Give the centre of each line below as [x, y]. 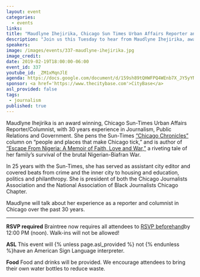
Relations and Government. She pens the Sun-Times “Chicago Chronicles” [97, 135]
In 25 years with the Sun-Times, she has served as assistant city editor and [98, 166]
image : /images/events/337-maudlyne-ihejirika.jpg [70, 51]
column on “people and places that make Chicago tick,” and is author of [94, 142]
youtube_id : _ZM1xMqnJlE [37, 73]
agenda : [16, 78]
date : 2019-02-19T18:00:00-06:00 [48, 61]
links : [14, 28]
